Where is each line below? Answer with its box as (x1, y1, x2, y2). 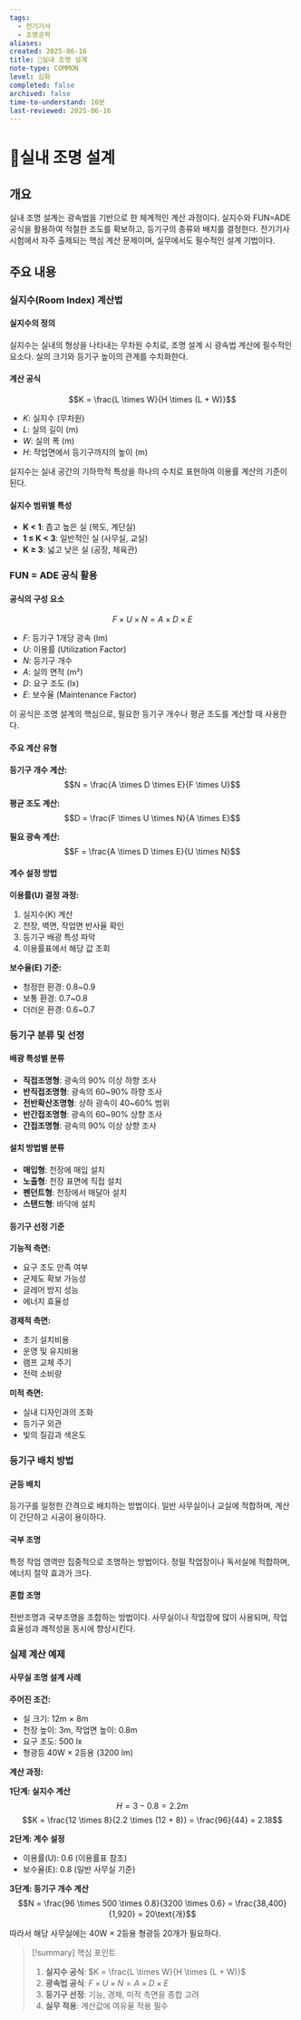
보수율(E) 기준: (9, 962, 62, 972)
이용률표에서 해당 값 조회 (22, 942, 111, 953)
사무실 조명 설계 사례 (9, 1672, 82, 1683)
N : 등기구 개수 (22, 655, 73, 666)
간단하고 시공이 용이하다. (18, 1512, 107, 1522)
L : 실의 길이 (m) (22, 423, 79, 435)
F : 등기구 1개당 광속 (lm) (22, 633, 109, 643)
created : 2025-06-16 (9, 47, 88, 56)
